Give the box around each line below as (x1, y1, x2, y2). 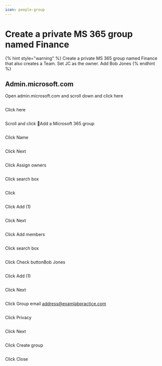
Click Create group (5, 342, 43, 348)
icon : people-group (5, 7, 45, 12)
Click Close (5, 356, 28, 362)
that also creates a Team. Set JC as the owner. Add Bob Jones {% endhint (5, 60, 155, 67)
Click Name (5, 134, 28, 140)
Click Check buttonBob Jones (5, 259, 65, 265)
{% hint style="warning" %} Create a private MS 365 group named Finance (5, 55, 158, 61)
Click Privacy (5, 315, 32, 321)
